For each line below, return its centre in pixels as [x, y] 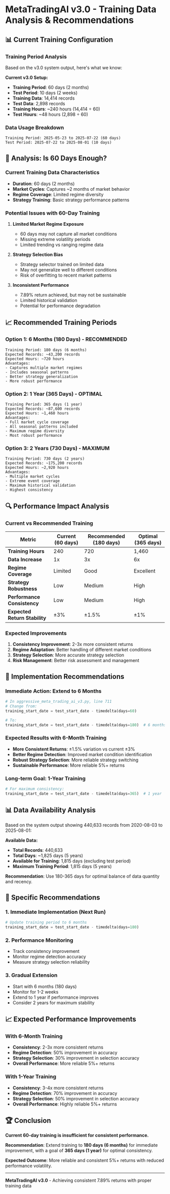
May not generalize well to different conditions [69, 270]
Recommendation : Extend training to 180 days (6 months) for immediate [81, 1145]
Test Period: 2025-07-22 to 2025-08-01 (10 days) [59, 143]
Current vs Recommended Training [49, 523]
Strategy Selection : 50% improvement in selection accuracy [76, 1098]
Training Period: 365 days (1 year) [44, 405]
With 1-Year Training [31, 1077]
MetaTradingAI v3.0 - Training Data [81, 9]
